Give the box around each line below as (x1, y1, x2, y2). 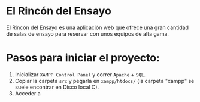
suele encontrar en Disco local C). (14, 84, 99, 91)
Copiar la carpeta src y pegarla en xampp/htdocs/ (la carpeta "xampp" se (14, 77, 195, 84)
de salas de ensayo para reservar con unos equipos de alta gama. (6, 30, 169, 37)
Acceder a (14, 89, 41, 97)
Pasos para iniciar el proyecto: (6, 51, 160, 65)
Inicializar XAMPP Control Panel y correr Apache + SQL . (14, 70, 146, 78)
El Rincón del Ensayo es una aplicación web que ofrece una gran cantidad (6, 24, 189, 31)
